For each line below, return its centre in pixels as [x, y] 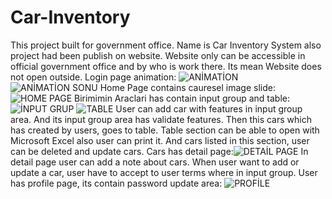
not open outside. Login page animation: [93, 77]
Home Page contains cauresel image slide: [187, 87]
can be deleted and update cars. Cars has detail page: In [159, 151]
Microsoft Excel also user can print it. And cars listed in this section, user [160, 140]
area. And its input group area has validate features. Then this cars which [161, 119]
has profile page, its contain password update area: [116, 183]
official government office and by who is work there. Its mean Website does [166, 66]
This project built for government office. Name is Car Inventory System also [166, 45]
